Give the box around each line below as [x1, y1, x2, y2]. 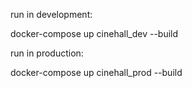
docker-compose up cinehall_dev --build [10, 28, 179, 39]
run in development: [10, 9, 93, 20]
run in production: [10, 47, 84, 59]
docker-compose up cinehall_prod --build [10, 67, 183, 78]
